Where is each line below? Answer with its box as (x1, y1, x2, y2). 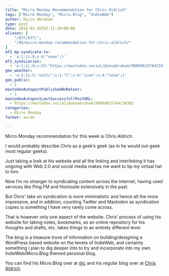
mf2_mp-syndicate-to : (5, 49, 51, 54)
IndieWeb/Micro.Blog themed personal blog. (5, 250, 97, 256)
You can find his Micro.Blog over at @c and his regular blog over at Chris (5, 260, 156, 266)
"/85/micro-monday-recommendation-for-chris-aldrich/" (14, 40, 132, 45)
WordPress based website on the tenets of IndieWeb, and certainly (5, 239, 143, 245)
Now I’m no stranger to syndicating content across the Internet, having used (5, 178, 163, 184)
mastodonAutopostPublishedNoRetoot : (5, 86, 82, 92)
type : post (5, 21, 28, 27)
